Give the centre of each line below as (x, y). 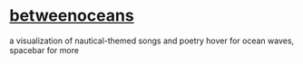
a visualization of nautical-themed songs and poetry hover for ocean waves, (152, 41)
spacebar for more (44, 50)
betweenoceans (72, 16)
